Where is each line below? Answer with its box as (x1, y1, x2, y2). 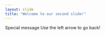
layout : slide (5, 7, 34, 12)
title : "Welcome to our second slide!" (5, 12, 86, 16)
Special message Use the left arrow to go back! (5, 24, 101, 30)
